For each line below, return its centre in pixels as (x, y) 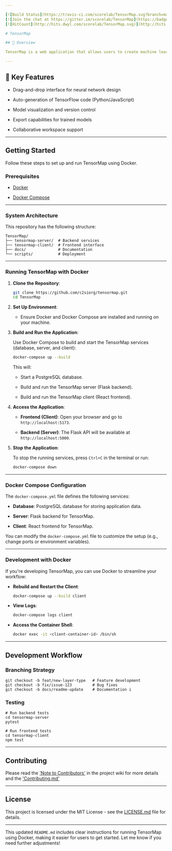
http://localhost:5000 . (45, 438)
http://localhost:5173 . (45, 423)
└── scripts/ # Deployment (46, 254)
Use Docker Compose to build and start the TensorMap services (81, 342)
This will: (22, 367)
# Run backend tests (27, 713)
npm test (15, 740)
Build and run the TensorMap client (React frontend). (76, 397)
